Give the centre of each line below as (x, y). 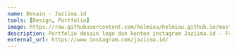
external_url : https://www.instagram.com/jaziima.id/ (88, 40)
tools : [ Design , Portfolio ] (49, 20)
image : (17, 27)
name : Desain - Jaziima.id (47, 14)
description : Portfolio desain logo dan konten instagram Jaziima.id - (115, 33)
